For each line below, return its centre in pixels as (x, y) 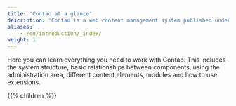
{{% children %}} (32, 96)
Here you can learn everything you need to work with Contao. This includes (117, 60)
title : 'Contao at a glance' (50, 14)
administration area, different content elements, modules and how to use (112, 75)
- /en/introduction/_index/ (61, 33)
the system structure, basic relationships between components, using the (113, 67)
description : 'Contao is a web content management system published (110, 20)
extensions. (24, 82)
